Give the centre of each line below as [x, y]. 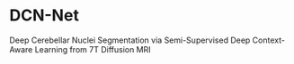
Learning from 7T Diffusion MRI [93, 49]
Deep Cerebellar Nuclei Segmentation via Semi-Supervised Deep [130, 40]
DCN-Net [44, 16]
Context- [269, 40]
